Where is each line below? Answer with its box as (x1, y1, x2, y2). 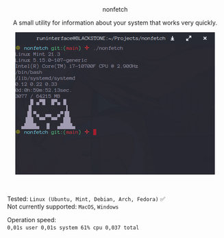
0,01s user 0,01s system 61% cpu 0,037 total (7, 224, 139, 231)
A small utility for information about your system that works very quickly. (12, 19, 218, 27)
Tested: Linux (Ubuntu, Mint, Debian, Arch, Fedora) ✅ (7, 195, 166, 203)
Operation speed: (7, 216, 57, 224)
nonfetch (102, 5, 128, 13)
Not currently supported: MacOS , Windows (7, 202, 119, 211)
